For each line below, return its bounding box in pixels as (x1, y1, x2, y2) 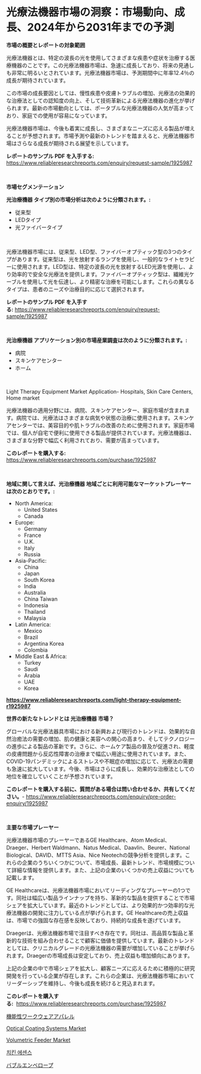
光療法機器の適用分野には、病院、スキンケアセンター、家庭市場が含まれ (6, 406, 185, 414)
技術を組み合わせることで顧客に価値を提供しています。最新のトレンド (22, 937, 195, 944)
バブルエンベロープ (6, 1061, 54, 1069)
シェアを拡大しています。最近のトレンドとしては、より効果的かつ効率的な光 (6, 901, 195, 909)
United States (23, 506, 58, 513)
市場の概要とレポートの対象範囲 (6, 41, 85, 49)
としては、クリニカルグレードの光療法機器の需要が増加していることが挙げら (6, 944, 195, 952)
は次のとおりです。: (6, 487, 55, 495)
